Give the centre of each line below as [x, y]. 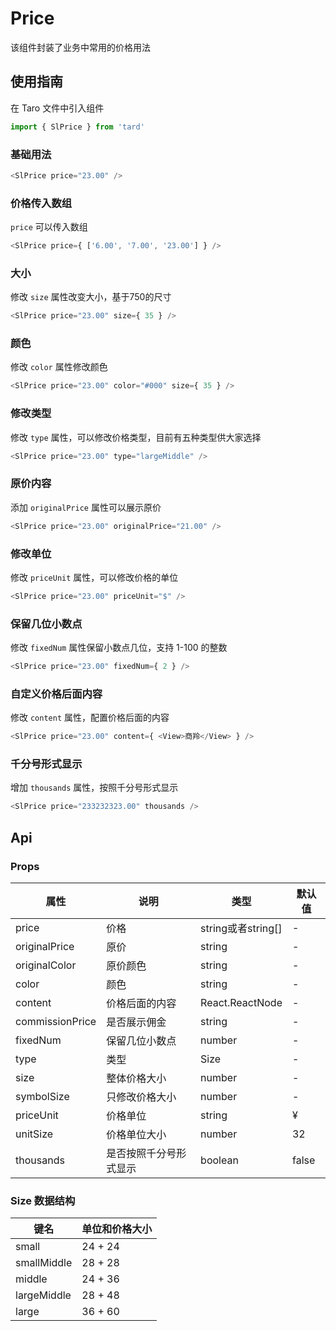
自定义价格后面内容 [56, 694]
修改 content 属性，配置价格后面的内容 [90, 718]
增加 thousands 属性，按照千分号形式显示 [94, 788]
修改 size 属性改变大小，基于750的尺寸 [91, 297]
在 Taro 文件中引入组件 [57, 108]
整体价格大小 [136, 1079]
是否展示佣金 [136, 1022]
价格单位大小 [136, 1135]
